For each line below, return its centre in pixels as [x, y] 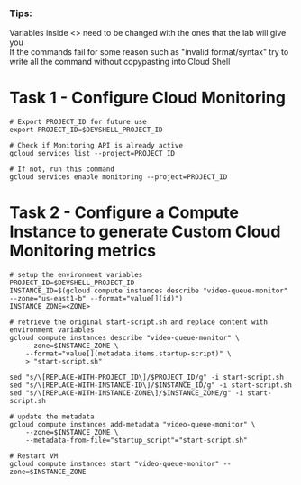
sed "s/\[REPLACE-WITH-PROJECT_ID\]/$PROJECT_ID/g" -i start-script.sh [146, 377]
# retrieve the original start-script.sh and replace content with [139, 322]
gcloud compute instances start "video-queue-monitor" [114, 464]
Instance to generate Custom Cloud [145, 232]
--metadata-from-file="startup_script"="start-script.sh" [137, 440]
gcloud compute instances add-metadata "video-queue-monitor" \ [132, 425]
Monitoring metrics [83, 251]
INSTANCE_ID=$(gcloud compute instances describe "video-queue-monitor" [149, 291]
